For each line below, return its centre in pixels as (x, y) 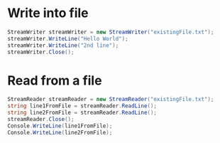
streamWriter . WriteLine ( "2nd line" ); (63, 45)
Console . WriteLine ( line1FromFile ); (60, 126)
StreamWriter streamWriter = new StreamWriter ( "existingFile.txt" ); (111, 32)
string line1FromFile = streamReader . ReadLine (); (82, 106)
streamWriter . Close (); (41, 52)
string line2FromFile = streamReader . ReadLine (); (82, 113)
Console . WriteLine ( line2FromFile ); (60, 132)
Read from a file (55, 80)
